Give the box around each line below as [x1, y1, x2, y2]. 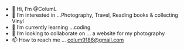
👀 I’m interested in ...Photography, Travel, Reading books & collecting [11, 12, 179, 18]
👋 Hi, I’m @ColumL [11, 6, 57, 12]
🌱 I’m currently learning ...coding [11, 24, 91, 31]
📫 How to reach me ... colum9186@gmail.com [11, 36, 124, 43]
